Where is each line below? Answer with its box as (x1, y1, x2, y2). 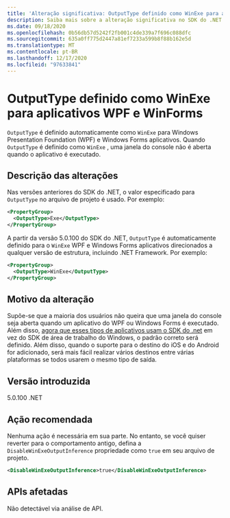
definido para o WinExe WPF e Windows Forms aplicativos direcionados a (7, 241, 213, 249)
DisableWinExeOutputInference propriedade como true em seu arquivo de (7, 447, 215, 455)
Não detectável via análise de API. (7, 504, 103, 513)
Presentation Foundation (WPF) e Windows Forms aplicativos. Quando (7, 135, 205, 144)
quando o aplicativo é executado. (7, 150, 101, 158)
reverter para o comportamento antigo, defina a (7, 439, 142, 447)
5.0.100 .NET (7, 394, 43, 402)
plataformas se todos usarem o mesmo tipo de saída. (7, 355, 157, 364)
